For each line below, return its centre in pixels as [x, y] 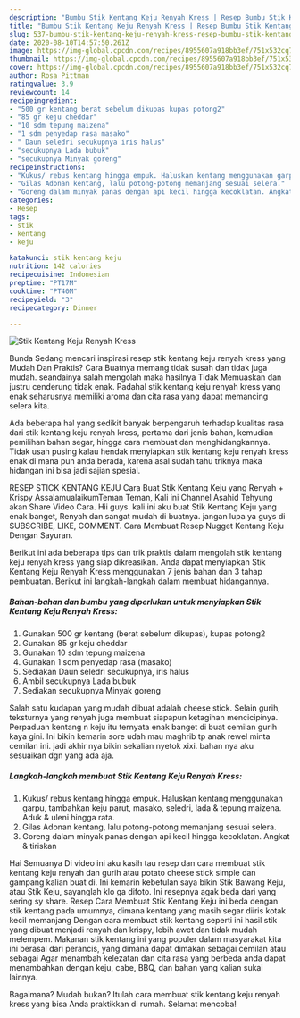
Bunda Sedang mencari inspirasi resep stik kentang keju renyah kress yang [147, 358]
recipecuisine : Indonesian [59, 275]
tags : [19, 217]
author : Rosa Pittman [50, 76]
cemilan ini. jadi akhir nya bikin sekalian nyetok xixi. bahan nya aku [132, 746]
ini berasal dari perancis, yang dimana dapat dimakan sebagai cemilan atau [148, 949]
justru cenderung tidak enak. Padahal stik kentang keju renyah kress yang [145, 387]
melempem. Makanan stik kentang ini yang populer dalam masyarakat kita [146, 939]
